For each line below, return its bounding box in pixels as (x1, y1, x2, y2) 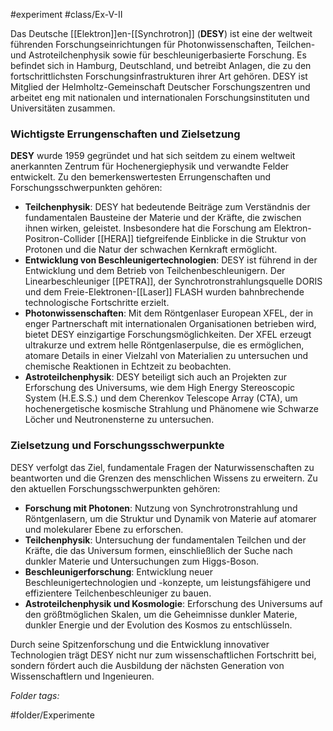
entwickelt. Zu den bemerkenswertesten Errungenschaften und (10, 171, 272, 183)
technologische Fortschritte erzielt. (24, 297, 170, 309)
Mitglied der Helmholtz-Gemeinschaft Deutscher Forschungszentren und (10, 81, 311, 93)
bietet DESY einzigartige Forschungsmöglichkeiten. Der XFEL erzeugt (24, 329, 312, 341)
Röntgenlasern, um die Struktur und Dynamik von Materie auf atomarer (24, 512, 317, 524)
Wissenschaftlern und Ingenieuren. (10, 670, 155, 682)
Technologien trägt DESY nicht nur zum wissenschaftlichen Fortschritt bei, (10, 649, 317, 661)
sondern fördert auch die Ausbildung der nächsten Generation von (10, 659, 285, 671)
